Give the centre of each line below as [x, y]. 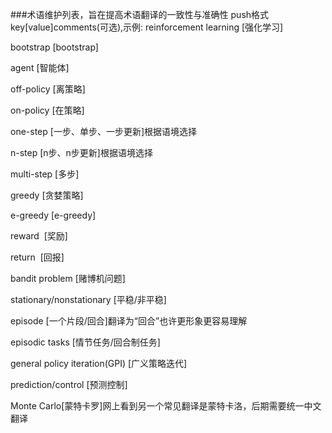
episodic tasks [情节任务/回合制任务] [85, 342]
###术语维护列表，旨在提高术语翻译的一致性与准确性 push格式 [140, 14]
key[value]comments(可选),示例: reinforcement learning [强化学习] [147, 27]
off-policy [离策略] [48, 89]
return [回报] [37, 257]
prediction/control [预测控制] [69, 384]
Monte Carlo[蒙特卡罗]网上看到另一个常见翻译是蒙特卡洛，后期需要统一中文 [166, 406]
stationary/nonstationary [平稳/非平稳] [88, 299]
